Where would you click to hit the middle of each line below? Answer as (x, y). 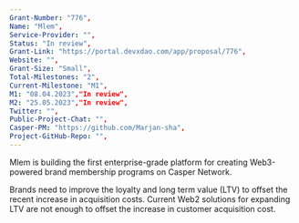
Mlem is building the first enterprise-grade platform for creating (129, 162)
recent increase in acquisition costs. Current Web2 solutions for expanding (150, 199)
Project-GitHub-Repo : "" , (58, 137)
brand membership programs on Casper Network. (138, 172)
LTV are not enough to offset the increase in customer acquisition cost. (143, 208)
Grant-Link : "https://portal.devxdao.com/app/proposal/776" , (128, 52)
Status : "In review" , (51, 43)
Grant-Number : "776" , (51, 18)
